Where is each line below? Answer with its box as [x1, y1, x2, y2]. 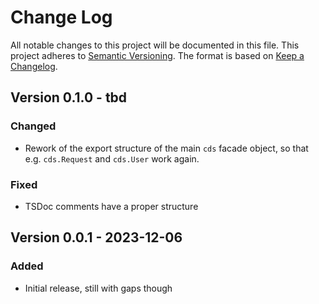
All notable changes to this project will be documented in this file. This [10, 39, 300, 51]
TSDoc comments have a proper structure [24, 200, 199, 212]
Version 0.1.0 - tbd [10, 89, 128, 106]
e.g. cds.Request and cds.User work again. [24, 152, 200, 165]
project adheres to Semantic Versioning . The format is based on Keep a [10, 49, 305, 61]
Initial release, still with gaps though [24, 282, 173, 294]
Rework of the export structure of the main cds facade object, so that [24, 142, 309, 154]
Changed [10, 119, 57, 133]
